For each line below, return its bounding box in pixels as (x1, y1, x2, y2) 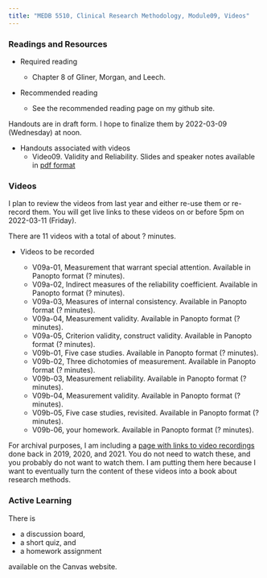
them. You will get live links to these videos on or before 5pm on (31, 207, 244, 217)
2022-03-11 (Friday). (8, 216, 77, 225)
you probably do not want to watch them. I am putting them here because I (8, 458, 256, 468)
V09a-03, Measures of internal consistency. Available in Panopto (31, 297, 248, 307)
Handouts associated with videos (19, 142, 131, 153)
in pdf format (31, 160, 76, 170)
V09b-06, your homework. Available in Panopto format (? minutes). (31, 425, 255, 435)
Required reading (19, 56, 78, 66)
